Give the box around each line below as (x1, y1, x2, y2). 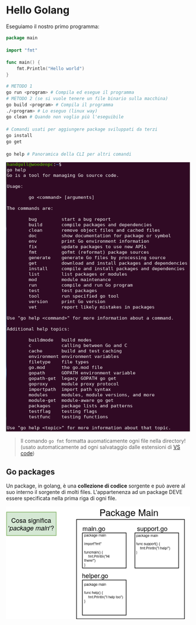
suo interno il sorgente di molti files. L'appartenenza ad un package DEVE (6, 489, 183, 496)
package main (6, 35, 38, 41)
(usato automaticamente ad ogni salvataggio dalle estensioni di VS (20, 444, 181, 451)
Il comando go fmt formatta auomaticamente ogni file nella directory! (20, 437, 186, 445)
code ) (20, 450, 35, 457)
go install (6, 133, 33, 139)
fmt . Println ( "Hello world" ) (16, 66, 85, 72)
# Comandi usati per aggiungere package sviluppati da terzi (6, 126, 158, 132)
